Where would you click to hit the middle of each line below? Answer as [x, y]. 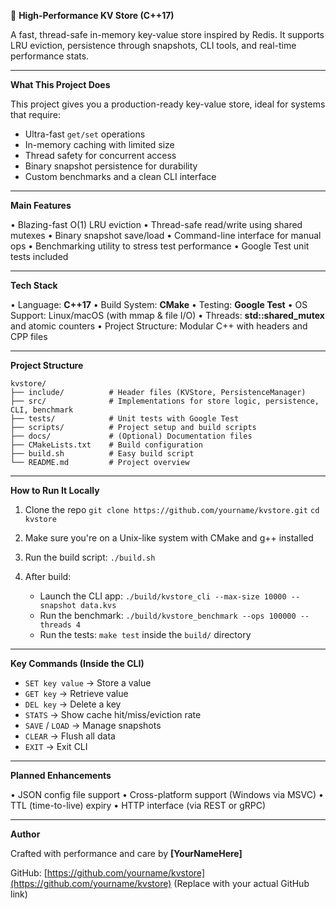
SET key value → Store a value [88, 683]
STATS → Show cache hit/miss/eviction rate [113, 714]
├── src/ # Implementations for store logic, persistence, [165, 401]
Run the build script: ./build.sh [90, 557]
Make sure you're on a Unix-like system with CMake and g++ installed [169, 538]
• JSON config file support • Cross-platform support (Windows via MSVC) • [167, 794]
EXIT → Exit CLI [56, 746]
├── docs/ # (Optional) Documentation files [131, 436]
